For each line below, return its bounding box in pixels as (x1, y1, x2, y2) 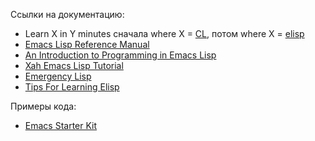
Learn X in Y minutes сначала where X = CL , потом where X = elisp (24, 28, 305, 39)
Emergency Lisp (24, 70, 92, 82)
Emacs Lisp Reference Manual (24, 39, 150, 50)
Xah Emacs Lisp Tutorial (24, 60, 124, 71)
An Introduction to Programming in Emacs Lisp (24, 49, 217, 61)
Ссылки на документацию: (10, 9, 125, 20)
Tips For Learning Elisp (24, 81, 120, 93)
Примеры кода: (10, 100, 77, 112)
